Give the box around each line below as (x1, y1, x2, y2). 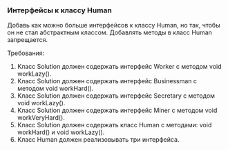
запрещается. (7, 36, 48, 44)
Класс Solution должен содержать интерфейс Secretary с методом (17, 92, 216, 100)
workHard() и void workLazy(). (17, 128, 105, 136)
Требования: (7, 49, 45, 57)
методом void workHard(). (17, 85, 94, 93)
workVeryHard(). (17, 114, 66, 122)
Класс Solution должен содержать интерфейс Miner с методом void (17, 106, 218, 115)
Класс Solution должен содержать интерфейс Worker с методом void (17, 63, 222, 71)
